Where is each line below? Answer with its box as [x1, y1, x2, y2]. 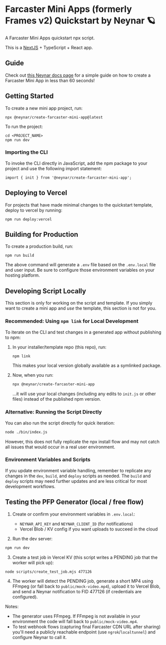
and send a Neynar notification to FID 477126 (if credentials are [12, 589, 142, 595]
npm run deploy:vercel [5, 216, 52, 222]
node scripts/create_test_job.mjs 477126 [5, 569, 92, 574]
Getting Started [5, 92, 54, 101]
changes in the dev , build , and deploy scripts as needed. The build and [5, 473, 151, 479]
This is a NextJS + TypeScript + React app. [5, 44, 93, 50]
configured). [12, 594, 38, 600]
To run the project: [5, 123, 43, 129]
